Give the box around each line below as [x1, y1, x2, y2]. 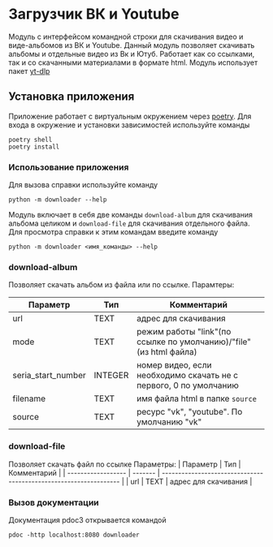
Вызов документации [8, 497, 99, 508]
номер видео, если [136, 360, 212, 371]
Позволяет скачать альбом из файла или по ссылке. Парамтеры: [8, 280, 235, 290]
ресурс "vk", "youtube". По [136, 407, 243, 418]
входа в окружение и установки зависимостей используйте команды [8, 119, 250, 130]
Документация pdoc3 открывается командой [8, 515, 167, 524]
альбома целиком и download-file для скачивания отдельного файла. [8, 218, 250, 228]
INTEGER [93, 370, 129, 381]
